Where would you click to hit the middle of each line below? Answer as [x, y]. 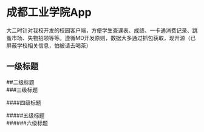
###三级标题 [22, 90]
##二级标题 [20, 82]
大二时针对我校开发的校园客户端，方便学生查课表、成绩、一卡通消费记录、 [99, 30]
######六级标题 [27, 123]
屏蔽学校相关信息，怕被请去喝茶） [49, 45]
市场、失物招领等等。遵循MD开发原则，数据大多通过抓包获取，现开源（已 [104, 38]
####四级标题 [24, 102]
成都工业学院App [49, 12]
